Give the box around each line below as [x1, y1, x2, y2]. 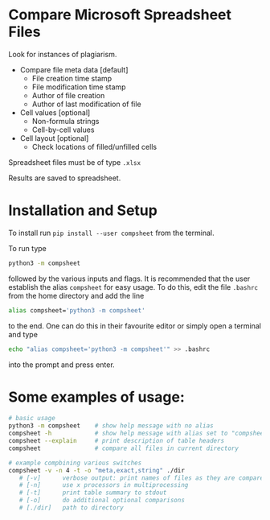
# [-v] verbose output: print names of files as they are [18, 473, 235, 482]
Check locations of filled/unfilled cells [31, 142, 157, 151]
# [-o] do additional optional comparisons [18, 497, 185, 505]
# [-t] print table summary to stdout [18, 489, 167, 497]
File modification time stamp [31, 82, 126, 92]
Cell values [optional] [19, 107, 91, 118]
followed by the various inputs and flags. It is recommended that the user [8, 274, 251, 283]
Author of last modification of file [31, 99, 142, 109]
